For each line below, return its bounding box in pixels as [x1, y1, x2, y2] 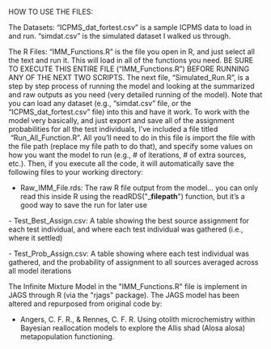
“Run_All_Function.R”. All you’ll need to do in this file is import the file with [10, 133, 256, 143]
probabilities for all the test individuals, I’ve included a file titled [8, 125, 218, 134]
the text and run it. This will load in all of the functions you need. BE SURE [8, 56, 253, 65]
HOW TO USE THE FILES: [8, 7, 94, 16]
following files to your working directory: [8, 168, 143, 177]
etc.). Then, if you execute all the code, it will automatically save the [8, 159, 235, 168]
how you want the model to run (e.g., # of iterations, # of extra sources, [8, 150, 247, 160]
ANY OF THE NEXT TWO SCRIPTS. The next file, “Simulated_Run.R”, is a [8, 73, 250, 82]
